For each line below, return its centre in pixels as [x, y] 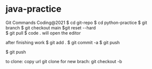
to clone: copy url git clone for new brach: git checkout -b [64, 61]
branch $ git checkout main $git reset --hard [51, 27]
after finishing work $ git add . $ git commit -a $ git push [63, 42]
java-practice [34, 9]
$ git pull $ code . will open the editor [43, 33]
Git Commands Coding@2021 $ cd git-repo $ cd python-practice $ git [76, 23]
